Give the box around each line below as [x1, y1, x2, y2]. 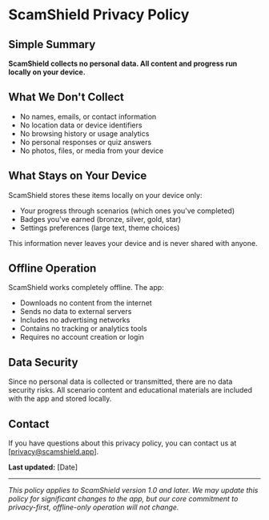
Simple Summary [8, 38, 96, 51]
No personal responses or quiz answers [19, 137, 152, 147]
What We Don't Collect [8, 91, 124, 104]
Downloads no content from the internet [19, 298, 152, 308]
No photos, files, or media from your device [19, 146, 164, 155]
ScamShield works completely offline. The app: [8, 283, 164, 292]
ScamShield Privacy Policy [8, 6, 190, 24]
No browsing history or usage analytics [19, 128, 150, 138]
